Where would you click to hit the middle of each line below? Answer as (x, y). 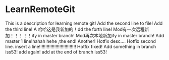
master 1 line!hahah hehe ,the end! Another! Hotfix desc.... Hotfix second (81, 41)
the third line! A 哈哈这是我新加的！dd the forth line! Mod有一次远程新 (77, 29)
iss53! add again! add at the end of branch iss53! (56, 52)
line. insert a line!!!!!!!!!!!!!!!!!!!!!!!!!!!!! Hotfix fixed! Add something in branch (81, 46)
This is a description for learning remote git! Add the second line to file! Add (84, 23)
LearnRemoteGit (40, 9)
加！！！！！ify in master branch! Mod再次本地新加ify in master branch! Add (85, 35)
